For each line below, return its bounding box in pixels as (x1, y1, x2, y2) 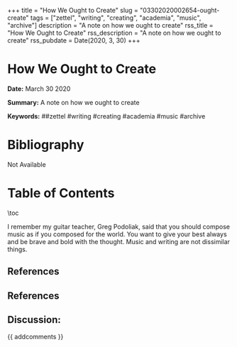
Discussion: (7, 314, 62, 326)
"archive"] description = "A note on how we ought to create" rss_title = (7, 21, 214, 29)
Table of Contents (7, 185, 115, 202)
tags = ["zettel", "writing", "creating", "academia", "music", (31, 13, 202, 22)
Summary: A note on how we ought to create (7, 98, 140, 106)
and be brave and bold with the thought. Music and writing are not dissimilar (7, 237, 231, 246)
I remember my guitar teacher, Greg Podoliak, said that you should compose (7, 222, 231, 231)
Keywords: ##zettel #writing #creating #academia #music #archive (7, 111, 206, 120)
